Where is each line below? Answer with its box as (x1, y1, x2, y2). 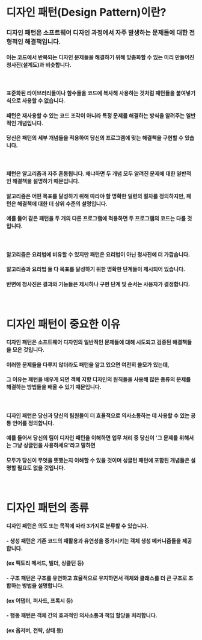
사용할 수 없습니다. (22, 97, 66, 104)
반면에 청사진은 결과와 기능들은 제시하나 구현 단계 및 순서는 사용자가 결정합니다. (6, 281, 191, 288)
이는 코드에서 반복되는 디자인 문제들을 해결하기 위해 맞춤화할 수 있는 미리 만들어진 (6, 54, 195, 61)
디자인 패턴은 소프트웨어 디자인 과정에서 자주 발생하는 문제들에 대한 (6, 28, 188, 37)
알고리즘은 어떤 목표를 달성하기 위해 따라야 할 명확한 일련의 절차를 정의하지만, (6, 192, 185, 199)
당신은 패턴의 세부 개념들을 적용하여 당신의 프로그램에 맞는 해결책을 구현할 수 (6, 134, 184, 141)
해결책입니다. (25, 37, 61, 46)
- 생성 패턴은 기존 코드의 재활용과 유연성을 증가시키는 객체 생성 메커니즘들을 (6, 537, 182, 544)
